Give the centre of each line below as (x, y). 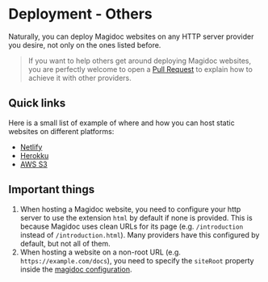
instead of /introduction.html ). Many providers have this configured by (140, 234)
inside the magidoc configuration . (76, 269)
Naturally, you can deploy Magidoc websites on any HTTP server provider (131, 36)
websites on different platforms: (61, 131)
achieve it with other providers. (80, 78)
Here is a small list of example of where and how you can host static (122, 123)
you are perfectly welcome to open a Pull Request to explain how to (140, 69)
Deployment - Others (81, 14)
